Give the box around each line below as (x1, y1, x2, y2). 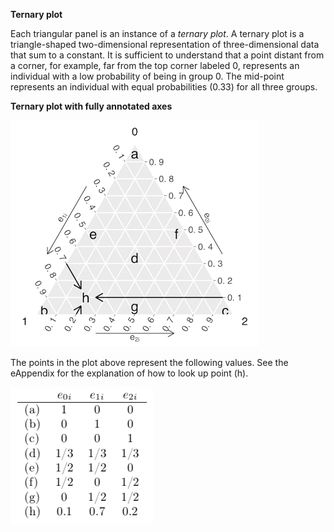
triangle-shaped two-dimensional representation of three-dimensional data (10, 39, 320, 50)
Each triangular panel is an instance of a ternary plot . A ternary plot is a (10, 28, 305, 39)
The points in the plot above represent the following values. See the (10, 357, 289, 368)
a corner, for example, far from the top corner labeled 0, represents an (10, 60, 300, 71)
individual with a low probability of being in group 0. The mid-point (10, 70, 285, 82)
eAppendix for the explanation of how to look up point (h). (10, 367, 249, 379)
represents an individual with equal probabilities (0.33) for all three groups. (10, 81, 318, 93)
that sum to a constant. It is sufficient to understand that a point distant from (10, 49, 325, 61)
